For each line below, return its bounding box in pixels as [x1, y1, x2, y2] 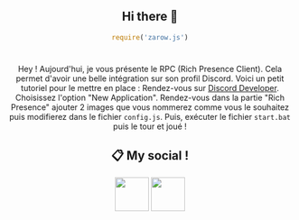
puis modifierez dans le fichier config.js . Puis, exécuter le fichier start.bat [8, 111, 292, 122]
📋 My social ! [110, 148, 190, 163]
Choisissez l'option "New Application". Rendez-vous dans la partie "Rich [14, 92, 285, 103]
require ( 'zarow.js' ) [110, 32, 190, 41]
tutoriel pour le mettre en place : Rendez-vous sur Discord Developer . [20, 82, 280, 93]
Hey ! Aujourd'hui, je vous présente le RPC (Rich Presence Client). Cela [17, 63, 283, 74]
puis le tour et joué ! [112, 121, 188, 132]
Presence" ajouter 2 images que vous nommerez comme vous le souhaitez [10, 101, 290, 113]
